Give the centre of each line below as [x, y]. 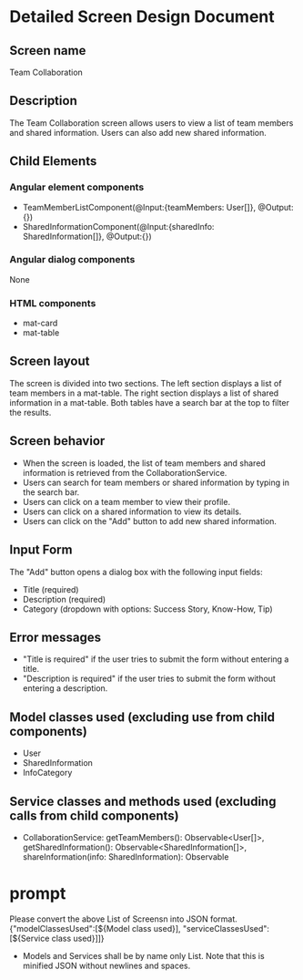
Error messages [56, 637]
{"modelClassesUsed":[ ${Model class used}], [95, 928]
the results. [30, 412]
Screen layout [50, 361]
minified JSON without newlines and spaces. [106, 965]
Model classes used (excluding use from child [142, 717]
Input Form [41, 550]
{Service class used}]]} [61, 938]
